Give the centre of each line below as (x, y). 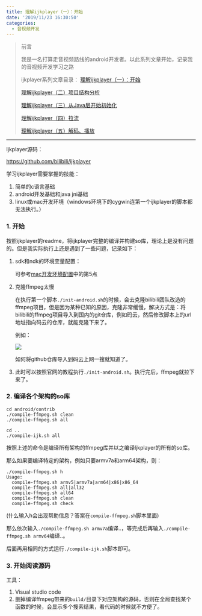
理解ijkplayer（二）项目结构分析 (60, 93)
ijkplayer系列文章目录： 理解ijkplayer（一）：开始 (81, 80)
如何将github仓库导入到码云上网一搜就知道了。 (73, 359)
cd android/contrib (31, 409)
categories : (21, 23)
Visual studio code (38, 592)
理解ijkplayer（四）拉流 (50, 118)
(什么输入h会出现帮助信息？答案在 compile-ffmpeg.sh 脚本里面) (83, 515)
